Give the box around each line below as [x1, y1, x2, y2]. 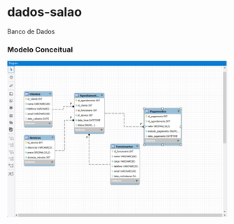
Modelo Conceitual [7, 45, 73, 54]
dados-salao [7, 4, 82, 20]
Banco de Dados [7, 27, 55, 36]
